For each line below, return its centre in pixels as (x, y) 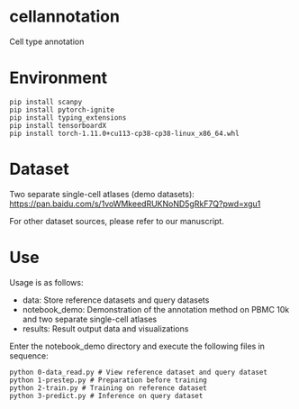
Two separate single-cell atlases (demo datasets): (102, 194)
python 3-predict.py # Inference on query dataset (106, 395)
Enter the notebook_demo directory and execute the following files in (137, 346)
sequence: (29, 355)
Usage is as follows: (46, 282)
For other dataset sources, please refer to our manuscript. (117, 221)
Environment (59, 78)
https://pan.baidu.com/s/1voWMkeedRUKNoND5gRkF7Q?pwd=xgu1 (135, 204)
